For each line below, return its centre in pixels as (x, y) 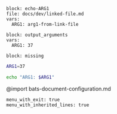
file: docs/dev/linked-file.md (45, 14)
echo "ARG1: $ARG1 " (30, 77)
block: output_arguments (37, 35)
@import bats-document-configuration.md (59, 88)
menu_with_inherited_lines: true (48, 105)
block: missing (25, 56)
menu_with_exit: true (33, 100)
